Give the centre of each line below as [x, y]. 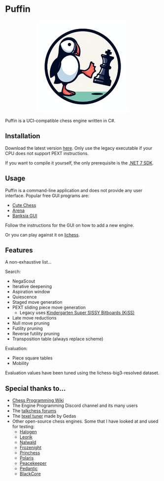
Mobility [20, 363]
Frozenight [31, 447]
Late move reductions [34, 318]
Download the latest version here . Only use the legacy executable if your [79, 148]
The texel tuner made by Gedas [44, 416]
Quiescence [24, 297]
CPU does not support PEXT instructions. [47, 153]
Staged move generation [37, 302]
